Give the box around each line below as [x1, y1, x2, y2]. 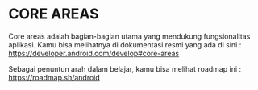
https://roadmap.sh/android [8, 72, 101, 82]
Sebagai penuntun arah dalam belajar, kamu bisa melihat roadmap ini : [8, 63, 242, 73]
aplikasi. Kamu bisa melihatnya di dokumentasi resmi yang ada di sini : [8, 39, 242, 49]
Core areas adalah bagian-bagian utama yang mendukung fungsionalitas [8, 31, 251, 41]
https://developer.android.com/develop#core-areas [8, 48, 180, 58]
